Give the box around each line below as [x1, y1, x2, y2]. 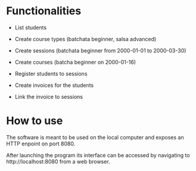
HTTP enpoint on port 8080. [6, 140, 76, 147]
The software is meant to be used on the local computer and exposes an [6, 133, 184, 141]
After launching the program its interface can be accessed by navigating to [6, 151, 190, 158]
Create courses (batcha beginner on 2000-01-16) [14, 58, 136, 66]
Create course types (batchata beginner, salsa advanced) [14, 35, 157, 42]
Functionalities [6, 4, 82, 18]
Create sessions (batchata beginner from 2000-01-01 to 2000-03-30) [14, 46, 186, 54]
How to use [6, 114, 63, 128]
